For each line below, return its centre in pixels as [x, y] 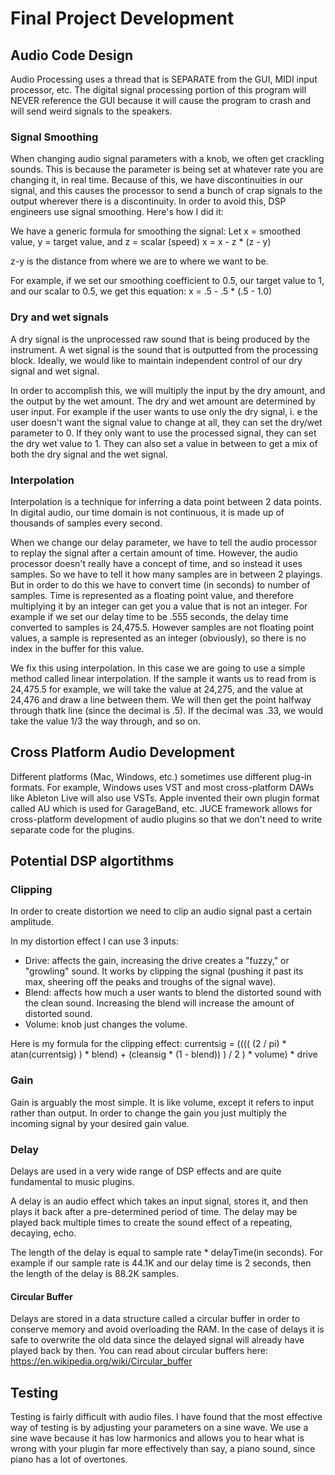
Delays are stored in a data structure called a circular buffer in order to [155, 1319]
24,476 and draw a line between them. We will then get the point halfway [161, 699]
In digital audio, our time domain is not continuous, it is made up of [147, 512]
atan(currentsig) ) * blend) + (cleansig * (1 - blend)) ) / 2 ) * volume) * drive [164, 1054]
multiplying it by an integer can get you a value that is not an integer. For [159, 606]
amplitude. [32, 922]
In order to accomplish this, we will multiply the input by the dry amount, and [168, 390]
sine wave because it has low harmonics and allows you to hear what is [157, 1438]
